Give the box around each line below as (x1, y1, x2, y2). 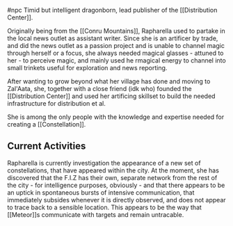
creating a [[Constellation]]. (7, 120, 86, 128)
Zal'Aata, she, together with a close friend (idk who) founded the (7, 85, 193, 92)
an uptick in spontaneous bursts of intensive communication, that (7, 188, 195, 197)
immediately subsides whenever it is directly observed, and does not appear (7, 195, 226, 204)
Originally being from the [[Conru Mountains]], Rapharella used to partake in (7, 27, 225, 35)
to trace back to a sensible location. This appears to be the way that (7, 203, 202, 211)
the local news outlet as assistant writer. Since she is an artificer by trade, (7, 34, 218, 42)
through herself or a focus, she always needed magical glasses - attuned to (7, 49, 224, 57)
